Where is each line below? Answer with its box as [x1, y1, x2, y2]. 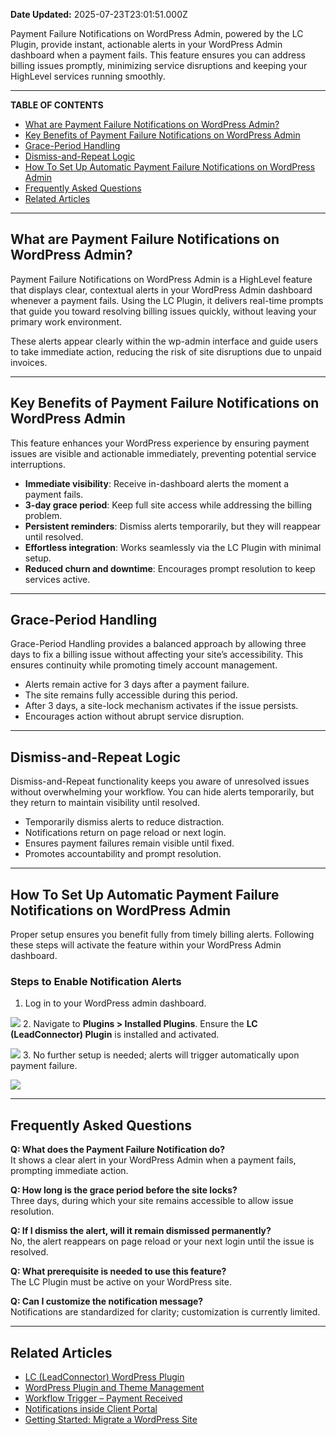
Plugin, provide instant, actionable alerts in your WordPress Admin [10, 39, 283, 50]
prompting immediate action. [10, 1165, 129, 1177]
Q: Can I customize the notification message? [10, 1295, 204, 1308]
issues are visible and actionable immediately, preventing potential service [10, 447, 317, 459]
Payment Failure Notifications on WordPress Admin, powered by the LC [10, 28, 304, 39]
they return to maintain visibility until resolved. [10, 797, 201, 809]
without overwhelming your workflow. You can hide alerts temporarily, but [10, 786, 315, 798]
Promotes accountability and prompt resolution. [24, 848, 222, 860]
